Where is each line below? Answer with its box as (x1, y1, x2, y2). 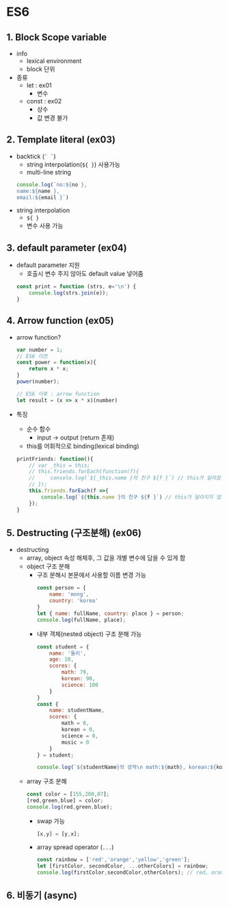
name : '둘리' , (49, 650, 87, 657)
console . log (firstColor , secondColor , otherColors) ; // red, (36, 869, 209, 876)
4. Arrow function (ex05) (6, 315, 114, 327)
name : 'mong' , (49, 591, 90, 598)
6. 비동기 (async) (6, 890, 78, 901)
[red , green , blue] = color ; (26, 797, 104, 805)
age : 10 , (49, 656, 75, 663)
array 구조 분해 (26, 777, 68, 785)
